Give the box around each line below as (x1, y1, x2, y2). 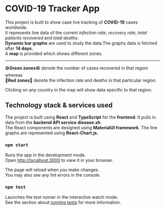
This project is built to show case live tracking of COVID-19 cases (5, 19, 138, 25)
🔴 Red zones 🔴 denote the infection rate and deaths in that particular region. (5, 77, 157, 83)
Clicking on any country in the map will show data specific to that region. (5, 87, 152, 92)
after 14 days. (5, 45, 33, 51)
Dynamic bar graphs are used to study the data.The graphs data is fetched (5, 40, 157, 46)
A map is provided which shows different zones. (5, 50, 103, 57)
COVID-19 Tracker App (5, 3, 100, 14)
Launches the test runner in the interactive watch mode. (5, 194, 119, 200)
